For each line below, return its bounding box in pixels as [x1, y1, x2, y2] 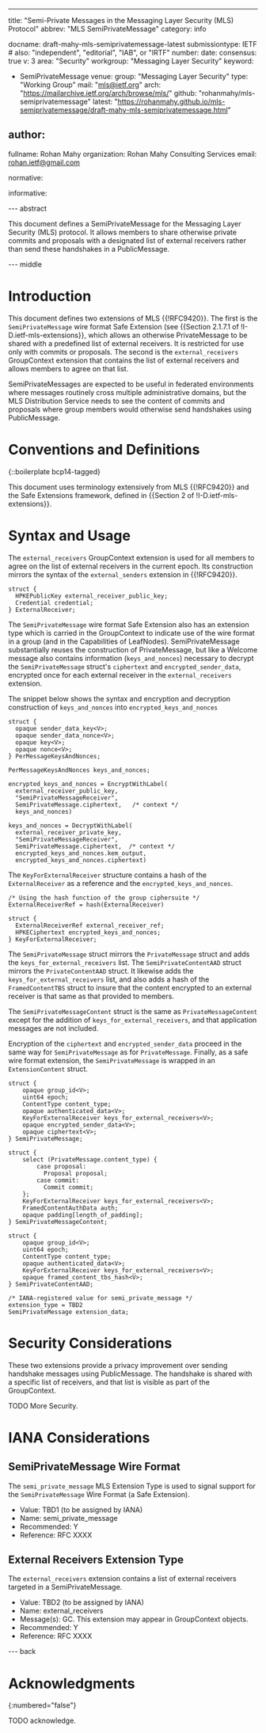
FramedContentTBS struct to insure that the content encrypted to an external [8, 982, 252, 992]
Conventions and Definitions [8, 440, 200, 458]
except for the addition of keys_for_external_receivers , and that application [8, 1015, 257, 1024]
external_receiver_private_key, [15, 828, 123, 836]
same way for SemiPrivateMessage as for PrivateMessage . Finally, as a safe [8, 1047, 249, 1057]
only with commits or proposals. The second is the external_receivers [8, 347, 239, 356]
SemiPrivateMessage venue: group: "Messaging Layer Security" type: [19, 72, 249, 81]
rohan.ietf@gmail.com [8, 158, 81, 167]
